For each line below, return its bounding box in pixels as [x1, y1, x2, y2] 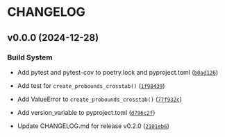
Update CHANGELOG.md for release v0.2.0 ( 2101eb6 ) [17, 122, 170, 130]
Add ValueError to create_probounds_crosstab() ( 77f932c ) [17, 95, 183, 103]
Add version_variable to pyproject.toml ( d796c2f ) [17, 108, 156, 116]
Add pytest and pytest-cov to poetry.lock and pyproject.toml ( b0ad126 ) [17, 68, 219, 76]
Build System [7, 53, 53, 62]
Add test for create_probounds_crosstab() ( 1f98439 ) [17, 81, 165, 90]
